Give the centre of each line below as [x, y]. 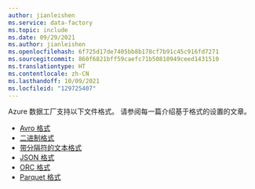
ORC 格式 [35, 167]
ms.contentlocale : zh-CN [49, 74]
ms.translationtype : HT [47, 67]
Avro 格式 [35, 128]
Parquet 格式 [40, 177]
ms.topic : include [38, 30]
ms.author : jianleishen [47, 45]
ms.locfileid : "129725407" [52, 88]
